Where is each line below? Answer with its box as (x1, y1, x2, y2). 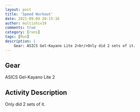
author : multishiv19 (5, 20, 47, 26)
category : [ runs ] (5, 30, 40, 35)
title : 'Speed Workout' (5, 12, 53, 17)
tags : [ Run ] (5, 35, 29, 39)
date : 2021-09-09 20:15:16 (5, 16, 60, 21)
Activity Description (5, 88, 67, 96)
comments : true (5, 25, 36, 30)
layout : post (5, 7, 32, 12)
